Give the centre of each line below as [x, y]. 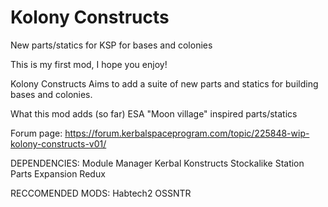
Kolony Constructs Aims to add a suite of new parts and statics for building [164, 83]
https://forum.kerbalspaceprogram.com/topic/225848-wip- [187, 133]
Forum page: [36, 133]
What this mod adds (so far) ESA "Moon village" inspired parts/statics [154, 113]
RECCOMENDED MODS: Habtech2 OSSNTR [101, 193]
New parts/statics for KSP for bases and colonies [111, 45]
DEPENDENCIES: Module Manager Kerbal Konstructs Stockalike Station [157, 163]
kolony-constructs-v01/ [58, 143]
